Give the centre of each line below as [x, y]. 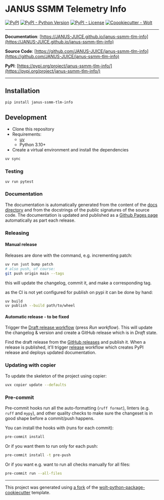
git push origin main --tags [35, 273]
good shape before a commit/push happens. [50, 418]
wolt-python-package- [122, 487]
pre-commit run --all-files [34, 473]
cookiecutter [18, 492]
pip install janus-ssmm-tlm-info [39, 102]
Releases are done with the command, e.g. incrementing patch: [69, 255]
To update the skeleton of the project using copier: [56, 376]
